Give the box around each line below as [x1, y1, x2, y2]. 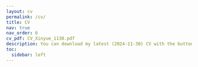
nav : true [6, 24, 31, 31]
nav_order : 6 [6, 30, 38, 36]
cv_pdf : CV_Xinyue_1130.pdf [6, 36, 75, 41]
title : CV [6, 19, 31, 25]
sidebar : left [11, 52, 46, 58]
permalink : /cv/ [6, 14, 46, 20]
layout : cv [6, 8, 33, 15]
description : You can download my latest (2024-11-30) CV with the [6, 41, 176, 47]
